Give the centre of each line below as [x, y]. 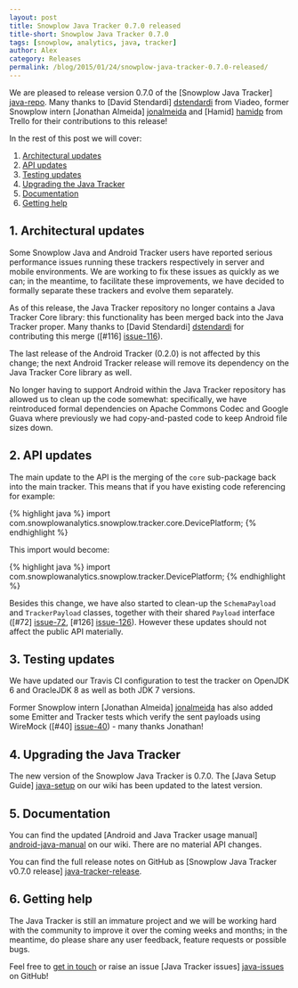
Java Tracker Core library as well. [71, 372]
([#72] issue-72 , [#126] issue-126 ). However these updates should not [138, 622]
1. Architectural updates [77, 231]
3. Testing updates [62, 659]
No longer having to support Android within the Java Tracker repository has [148, 390]
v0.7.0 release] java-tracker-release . [76, 871]
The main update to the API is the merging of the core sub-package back [143, 477]
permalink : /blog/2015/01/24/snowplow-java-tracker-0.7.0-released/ [139, 68]
